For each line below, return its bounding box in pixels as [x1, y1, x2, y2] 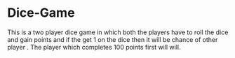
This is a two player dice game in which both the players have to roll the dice [7, 28, 229, 36]
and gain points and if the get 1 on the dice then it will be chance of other [7, 35, 218, 43]
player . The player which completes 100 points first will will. [7, 43, 181, 51]
